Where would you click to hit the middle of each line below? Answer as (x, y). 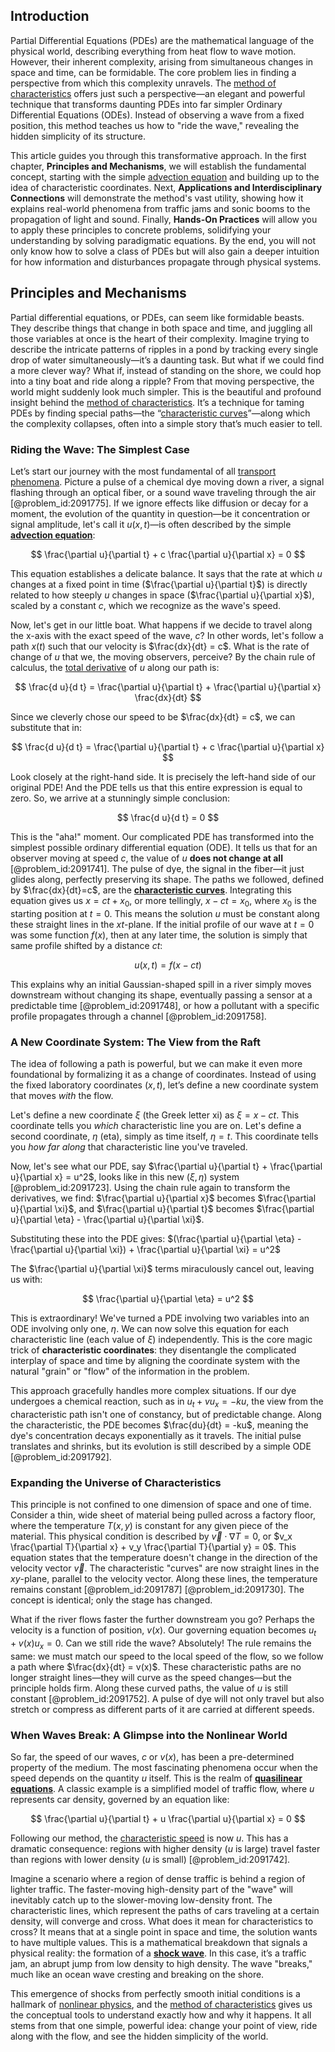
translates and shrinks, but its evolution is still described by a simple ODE (161, 1446)
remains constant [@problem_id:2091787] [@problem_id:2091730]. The (157, 1590)
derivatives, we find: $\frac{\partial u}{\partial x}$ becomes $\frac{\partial (163, 1198)
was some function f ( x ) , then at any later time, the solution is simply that (159, 935)
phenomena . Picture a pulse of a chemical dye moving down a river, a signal (167, 481)
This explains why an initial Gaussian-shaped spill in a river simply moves (161, 984)
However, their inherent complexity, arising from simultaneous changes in (162, 61)
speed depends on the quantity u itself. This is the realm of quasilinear (156, 1778)
